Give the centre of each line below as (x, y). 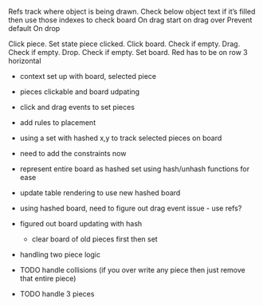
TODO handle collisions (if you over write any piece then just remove (132, 270)
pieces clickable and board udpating (80, 92)
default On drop (34, 28)
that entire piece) (48, 279)
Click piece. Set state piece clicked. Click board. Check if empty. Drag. (124, 44)
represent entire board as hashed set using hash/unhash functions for (135, 169)
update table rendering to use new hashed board (100, 193)
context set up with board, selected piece (88, 76)
